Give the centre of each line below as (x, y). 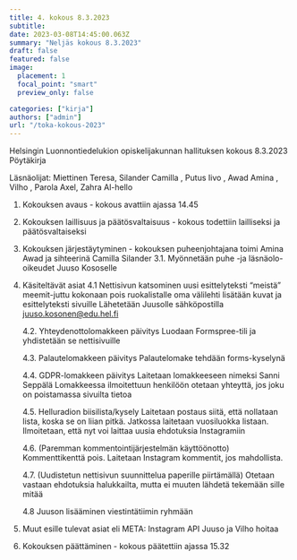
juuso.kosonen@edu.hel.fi (70, 314)
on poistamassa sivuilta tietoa (77, 394)
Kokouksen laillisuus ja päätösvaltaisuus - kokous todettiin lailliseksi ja (151, 222)
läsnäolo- (266, 258)
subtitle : (28, 26)
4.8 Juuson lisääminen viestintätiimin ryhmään (108, 512)
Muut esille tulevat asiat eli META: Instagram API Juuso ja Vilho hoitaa (150, 529)
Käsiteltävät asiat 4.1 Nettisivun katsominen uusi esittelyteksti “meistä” (152, 285)
